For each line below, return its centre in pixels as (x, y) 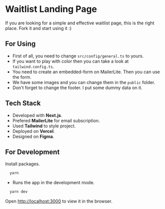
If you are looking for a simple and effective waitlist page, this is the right (80, 23)
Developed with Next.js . (37, 115)
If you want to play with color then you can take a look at (70, 61)
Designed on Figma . (33, 136)
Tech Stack (23, 103)
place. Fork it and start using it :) (38, 28)
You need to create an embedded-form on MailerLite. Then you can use (86, 72)
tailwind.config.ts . (33, 66)
